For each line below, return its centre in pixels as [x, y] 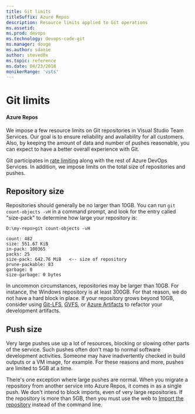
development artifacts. [33, 311]
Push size [24, 329]
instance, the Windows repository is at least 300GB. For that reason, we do [97, 292]
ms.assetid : [20, 28]
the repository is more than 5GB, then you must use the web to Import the [95, 398]
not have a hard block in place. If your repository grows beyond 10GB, [90, 298]
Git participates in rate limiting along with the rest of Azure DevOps [87, 160]
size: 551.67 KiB [27, 244]
